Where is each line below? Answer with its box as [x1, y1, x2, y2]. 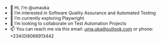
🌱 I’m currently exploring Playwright [10, 15, 85, 21]
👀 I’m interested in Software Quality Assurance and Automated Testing [10, 10, 156, 16]
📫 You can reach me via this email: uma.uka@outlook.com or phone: [10, 26, 153, 32]
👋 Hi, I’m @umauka [10, 5, 49, 10]
